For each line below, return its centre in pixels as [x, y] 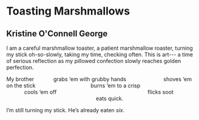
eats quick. [110, 98]
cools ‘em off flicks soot [99, 92]
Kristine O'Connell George [57, 34]
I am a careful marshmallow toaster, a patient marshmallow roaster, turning [99, 48]
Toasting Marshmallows [68, 11]
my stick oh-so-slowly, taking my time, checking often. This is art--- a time [99, 55]
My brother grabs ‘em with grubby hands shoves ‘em [99, 79]
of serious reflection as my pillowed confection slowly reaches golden [94, 61]
